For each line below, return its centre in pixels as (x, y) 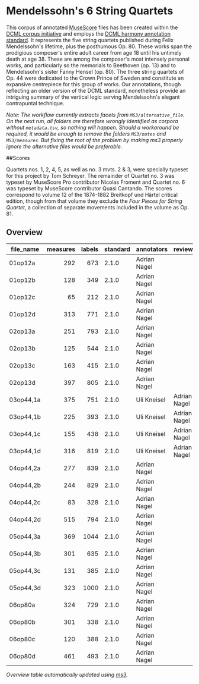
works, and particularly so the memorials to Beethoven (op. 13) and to (91, 65)
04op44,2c (25, 502)
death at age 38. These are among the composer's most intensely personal (98, 59)
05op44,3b (25, 553)
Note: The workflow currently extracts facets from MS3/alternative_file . (95, 115)
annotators (152, 249)
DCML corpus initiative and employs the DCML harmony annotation (88, 33)
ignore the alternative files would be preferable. (64, 146)
